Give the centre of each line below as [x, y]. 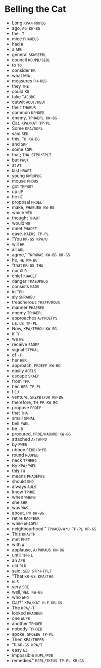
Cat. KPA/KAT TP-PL [31, 123]
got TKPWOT [23, 186]
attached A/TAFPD [29, 439]
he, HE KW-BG [25, 260]
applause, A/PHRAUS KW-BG [38, 549]
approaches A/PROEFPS [35, 318]
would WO [21, 223]
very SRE [20, 587]
